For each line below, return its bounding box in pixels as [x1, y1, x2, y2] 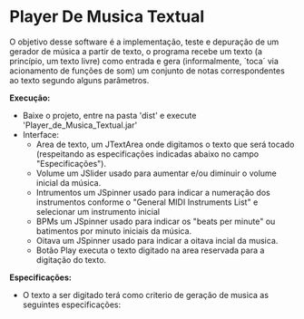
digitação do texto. [35, 254, 107, 265]
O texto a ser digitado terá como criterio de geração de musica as [22, 289, 270, 300]
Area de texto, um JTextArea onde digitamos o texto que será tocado [35, 139, 295, 150]
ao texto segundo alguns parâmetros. [9, 74, 150, 85]
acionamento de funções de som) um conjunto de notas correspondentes [9, 65, 286, 76]
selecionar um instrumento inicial [35, 206, 161, 217]
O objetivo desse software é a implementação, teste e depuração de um [9, 36, 279, 47]
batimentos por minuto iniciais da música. [35, 225, 192, 237]
